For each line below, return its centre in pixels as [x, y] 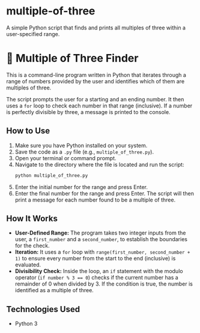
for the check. [32, 246]
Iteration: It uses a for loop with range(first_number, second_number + [102, 252]
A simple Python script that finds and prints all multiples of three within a [96, 28]
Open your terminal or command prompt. [65, 158]
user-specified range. [33, 34]
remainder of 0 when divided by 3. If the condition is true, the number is [104, 284]
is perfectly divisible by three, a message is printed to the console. [88, 112]
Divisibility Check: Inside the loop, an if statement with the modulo [99, 271]
